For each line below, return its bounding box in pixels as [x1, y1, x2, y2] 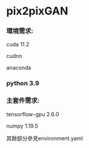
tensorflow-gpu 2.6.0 [6, 110, 59, 118]
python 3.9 [6, 79, 39, 88]
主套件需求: [6, 96, 40, 105]
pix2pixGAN [6, 4, 68, 18]
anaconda [6, 64, 31, 72]
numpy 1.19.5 [6, 122, 38, 129]
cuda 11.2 [6, 41, 30, 48]
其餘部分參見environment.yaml [6, 134, 83, 142]
